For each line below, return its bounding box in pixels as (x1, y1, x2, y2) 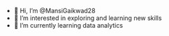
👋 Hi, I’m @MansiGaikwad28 (13, 7, 96, 15)
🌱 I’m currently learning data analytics (13, 21, 124, 29)
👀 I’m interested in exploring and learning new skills (13, 14, 162, 22)
